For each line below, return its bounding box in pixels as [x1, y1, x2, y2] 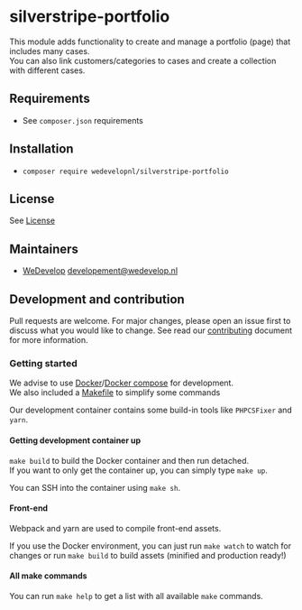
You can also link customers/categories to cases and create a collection [9, 55, 277, 66]
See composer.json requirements [22, 115, 144, 125]
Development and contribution [9, 291, 185, 307]
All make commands [9, 570, 87, 581]
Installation [9, 142, 74, 157]
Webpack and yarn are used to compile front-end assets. [9, 522, 222, 533]
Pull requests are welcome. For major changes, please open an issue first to [9, 316, 291, 326]
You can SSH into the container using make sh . [9, 482, 181, 493]
